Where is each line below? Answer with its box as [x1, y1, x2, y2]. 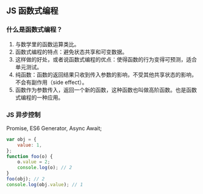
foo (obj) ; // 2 [6, 176, 45, 182]
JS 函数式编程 [6, 5, 59, 16]
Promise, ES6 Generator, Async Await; [6, 124, 102, 132]
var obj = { [6, 136, 37, 142]
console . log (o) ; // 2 [17, 165, 72, 171]
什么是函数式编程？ [6, 26, 63, 34]
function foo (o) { [6, 153, 53, 159]
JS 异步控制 [6, 110, 41, 119]
